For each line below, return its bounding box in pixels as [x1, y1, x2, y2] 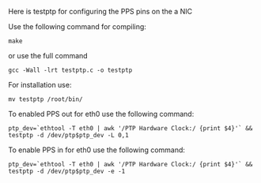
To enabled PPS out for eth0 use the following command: [8, 110, 195, 118]
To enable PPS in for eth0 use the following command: [8, 145, 186, 155]
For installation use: [8, 80, 72, 89]
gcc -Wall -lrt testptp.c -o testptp [8, 66, 133, 74]
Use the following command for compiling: [8, 22, 146, 31]
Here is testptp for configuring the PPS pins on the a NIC [8, 7, 192, 16]
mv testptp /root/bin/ [8, 95, 83, 103]
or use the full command [8, 51, 89, 60]
